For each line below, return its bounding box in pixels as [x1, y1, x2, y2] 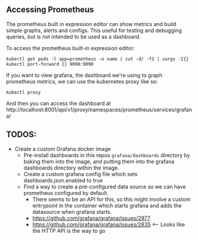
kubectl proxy [6, 89, 41, 95]
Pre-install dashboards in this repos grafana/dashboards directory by [23, 151, 190, 159]
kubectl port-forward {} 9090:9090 [6, 61, 94, 67]
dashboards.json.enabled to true [23, 177, 103, 184]
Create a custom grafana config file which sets [23, 170, 138, 177]
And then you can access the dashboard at [6, 100, 111, 107]
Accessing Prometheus [6, 5, 95, 15]
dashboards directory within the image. [23, 164, 119, 171]
